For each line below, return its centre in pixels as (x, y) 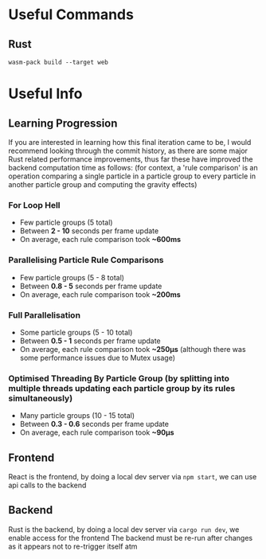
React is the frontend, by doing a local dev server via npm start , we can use (133, 477)
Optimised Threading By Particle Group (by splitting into (119, 378)
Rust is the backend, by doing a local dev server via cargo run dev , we (124, 529)
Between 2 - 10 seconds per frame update (89, 231)
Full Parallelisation (45, 315)
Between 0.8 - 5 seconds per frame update (91, 286)
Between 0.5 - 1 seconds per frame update (90, 341)
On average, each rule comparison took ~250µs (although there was (133, 349)
